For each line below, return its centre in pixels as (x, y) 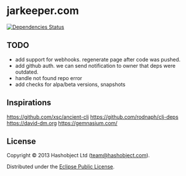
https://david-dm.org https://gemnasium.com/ (62, 123)
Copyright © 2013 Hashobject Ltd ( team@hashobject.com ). (78, 156)
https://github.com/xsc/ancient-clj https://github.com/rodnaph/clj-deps (93, 117)
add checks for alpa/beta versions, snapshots (70, 84)
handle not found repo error (49, 78)
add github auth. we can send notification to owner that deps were (95, 65)
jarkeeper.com (43, 11)
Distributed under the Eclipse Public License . (61, 167)
